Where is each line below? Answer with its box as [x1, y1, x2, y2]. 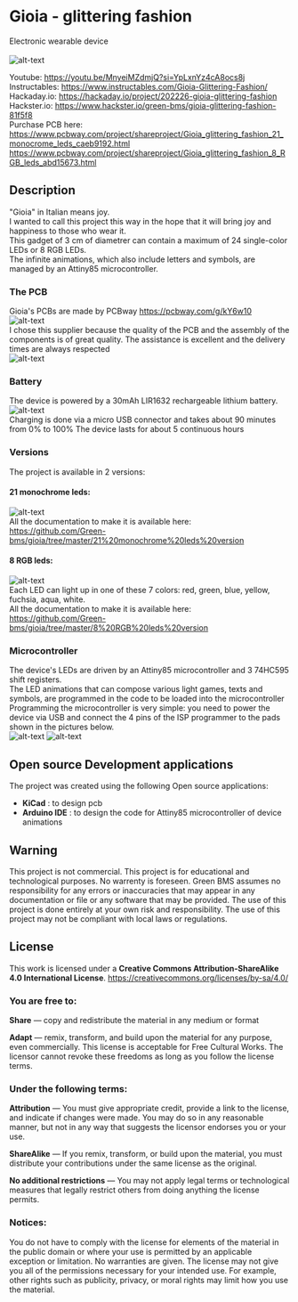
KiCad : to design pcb [21, 798, 103, 809]
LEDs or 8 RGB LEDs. [9, 244, 87, 255]
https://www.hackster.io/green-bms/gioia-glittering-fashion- [54, 100, 277, 110]
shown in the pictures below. [9, 721, 115, 732]
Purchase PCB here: [9, 118, 83, 130]
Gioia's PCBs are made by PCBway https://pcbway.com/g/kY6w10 [9, 305, 252, 317]
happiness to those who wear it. [9, 225, 126, 236]
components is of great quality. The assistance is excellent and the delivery [9, 334, 286, 345]
